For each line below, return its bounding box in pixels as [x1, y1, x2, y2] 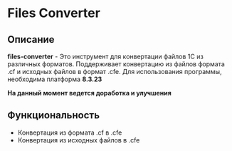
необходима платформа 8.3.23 [7, 75, 102, 83]
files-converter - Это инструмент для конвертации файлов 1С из [7, 52, 204, 61]
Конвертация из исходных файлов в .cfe [17, 135, 140, 144]
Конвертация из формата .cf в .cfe [17, 128, 122, 137]
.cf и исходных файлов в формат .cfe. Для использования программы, [7, 68, 222, 75]
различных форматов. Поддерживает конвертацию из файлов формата [7, 60, 226, 68]
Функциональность [7, 109, 100, 122]
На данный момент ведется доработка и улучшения [7, 89, 172, 97]
